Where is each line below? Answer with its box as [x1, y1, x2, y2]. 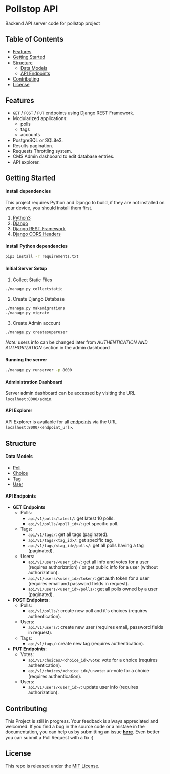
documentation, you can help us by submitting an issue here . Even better [5, 729, 160, 735]
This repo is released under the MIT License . [5, 763, 100, 769]
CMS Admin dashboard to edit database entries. [12, 153, 115, 160]
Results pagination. [12, 142, 54, 149]
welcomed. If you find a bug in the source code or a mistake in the [5, 724, 145, 730]
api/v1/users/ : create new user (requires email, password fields [28, 624, 164, 630]
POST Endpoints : [12, 597, 50, 603]
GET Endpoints [12, 504, 46, 510]
